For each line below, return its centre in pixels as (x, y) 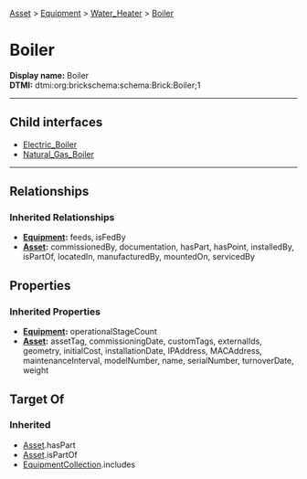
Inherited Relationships (62, 218)
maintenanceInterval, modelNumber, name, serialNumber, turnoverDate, (158, 361)
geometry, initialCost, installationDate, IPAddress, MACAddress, (142, 351)
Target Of (37, 399)
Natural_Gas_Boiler (58, 154)
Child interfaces (56, 122)
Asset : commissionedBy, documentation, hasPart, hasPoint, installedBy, (159, 247)
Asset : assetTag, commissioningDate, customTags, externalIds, (142, 341)
